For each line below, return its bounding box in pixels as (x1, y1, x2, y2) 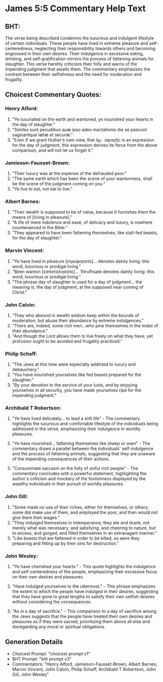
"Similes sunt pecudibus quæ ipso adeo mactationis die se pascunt (12, 126, 147, 132)
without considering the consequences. (12, 599, 92, 605)
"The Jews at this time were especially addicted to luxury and (12, 361, 136, 367)
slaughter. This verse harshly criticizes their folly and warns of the (5, 61, 137, 67)
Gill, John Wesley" (12, 671, 49, 677)
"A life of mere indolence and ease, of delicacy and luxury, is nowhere (12, 219, 153, 225)
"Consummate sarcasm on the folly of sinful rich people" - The (12, 466, 138, 471)
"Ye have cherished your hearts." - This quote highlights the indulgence (12, 564, 156, 570)
